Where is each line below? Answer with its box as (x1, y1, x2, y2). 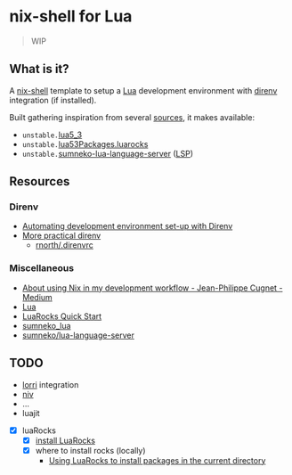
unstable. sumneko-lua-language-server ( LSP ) (21, 148, 194, 159)
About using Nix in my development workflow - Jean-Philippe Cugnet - (21, 283, 283, 293)
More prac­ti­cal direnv (21, 230, 101, 242)
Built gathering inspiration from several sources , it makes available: (9, 111, 255, 122)
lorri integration (21, 379, 79, 389)
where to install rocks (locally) (35, 445, 146, 455)
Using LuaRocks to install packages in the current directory (48, 455, 266, 465)
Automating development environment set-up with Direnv (21, 221, 233, 232)
